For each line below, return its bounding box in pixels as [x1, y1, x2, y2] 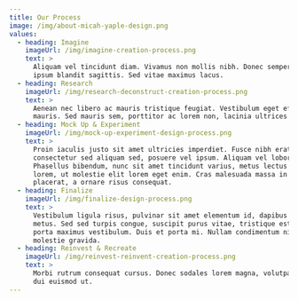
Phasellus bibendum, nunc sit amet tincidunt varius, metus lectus [32, 162, 288, 170]
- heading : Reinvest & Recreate [17, 244, 137, 253]
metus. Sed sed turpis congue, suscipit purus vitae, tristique [32, 219, 276, 228]
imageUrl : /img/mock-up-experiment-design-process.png [25, 129, 232, 138]
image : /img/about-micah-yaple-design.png [9, 21, 169, 30]
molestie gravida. [32, 236, 101, 245]
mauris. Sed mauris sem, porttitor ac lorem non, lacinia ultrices [32, 112, 288, 121]
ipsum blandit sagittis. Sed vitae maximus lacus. [32, 71, 224, 80]
